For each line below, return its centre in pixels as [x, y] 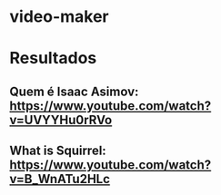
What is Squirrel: [58, 151]
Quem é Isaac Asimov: [74, 91]
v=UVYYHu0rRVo [61, 120]
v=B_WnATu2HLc [60, 179]
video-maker [59, 17]
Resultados [53, 58]
